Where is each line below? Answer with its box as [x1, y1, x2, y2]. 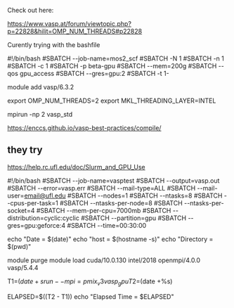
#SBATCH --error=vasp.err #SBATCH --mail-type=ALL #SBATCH [7, 184, 196, 192]
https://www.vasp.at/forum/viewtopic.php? [7, 20, 132, 27]
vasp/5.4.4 [7, 263, 39, 271]
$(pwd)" [7, 242, 32, 250]
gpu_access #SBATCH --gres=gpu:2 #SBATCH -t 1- [20, 70, 170, 77]
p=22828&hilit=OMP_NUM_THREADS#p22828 [7, 27, 143, 35]
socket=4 [7, 206, 35, 214]
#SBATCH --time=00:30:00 [67, 221, 147, 229]
